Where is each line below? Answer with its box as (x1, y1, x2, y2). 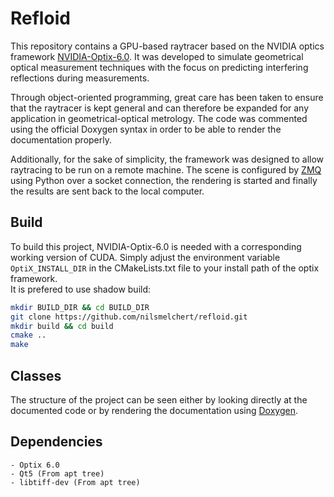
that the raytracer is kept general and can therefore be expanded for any (10, 102, 310, 114)
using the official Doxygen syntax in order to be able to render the (10, 123, 282, 135)
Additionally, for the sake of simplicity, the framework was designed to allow (10, 153, 325, 165)
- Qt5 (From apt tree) (10, 468, 105, 479)
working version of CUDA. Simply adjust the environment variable (10, 251, 281, 263)
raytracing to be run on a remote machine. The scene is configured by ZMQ (10, 163, 322, 176)
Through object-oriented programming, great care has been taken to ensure (10, 91, 324, 103)
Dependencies (10, 433, 103, 451)
